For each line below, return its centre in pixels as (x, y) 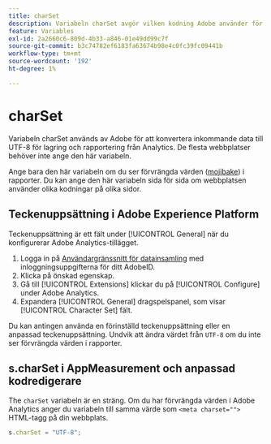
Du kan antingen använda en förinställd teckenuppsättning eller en (119, 325)
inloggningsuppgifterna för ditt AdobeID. (88, 267)
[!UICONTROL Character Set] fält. (76, 310)
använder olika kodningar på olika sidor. (75, 188)
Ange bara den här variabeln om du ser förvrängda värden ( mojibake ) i (127, 171)
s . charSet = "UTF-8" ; (45, 433)
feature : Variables (41, 31)
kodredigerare (45, 381)
